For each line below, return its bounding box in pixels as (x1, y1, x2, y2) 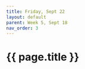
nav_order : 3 (6, 25, 39, 31)
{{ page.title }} (6, 51, 80, 64)
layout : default (6, 14, 46, 20)
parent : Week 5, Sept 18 (6, 19, 68, 25)
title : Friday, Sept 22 (6, 8, 65, 15)
